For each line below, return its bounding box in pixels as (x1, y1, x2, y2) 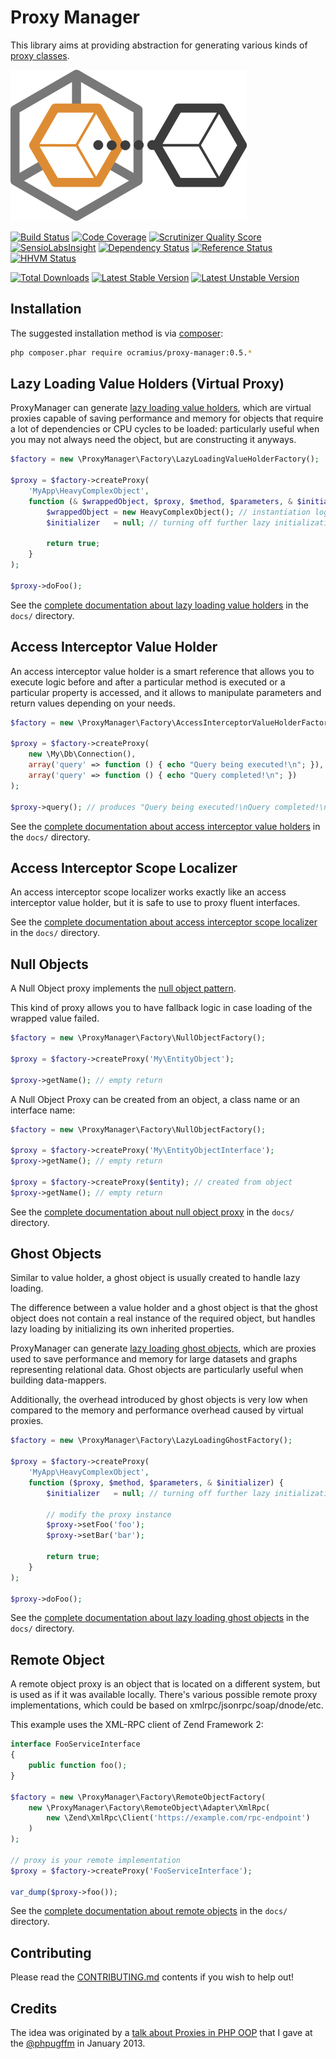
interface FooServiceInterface (10, 1739, 141, 1750)
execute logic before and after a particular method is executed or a (10, 676, 286, 688)
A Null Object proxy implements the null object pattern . (10, 982, 237, 995)
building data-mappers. (10, 1374, 107, 1386)
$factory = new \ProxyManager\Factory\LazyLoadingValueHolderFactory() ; (10, 454, 320, 465)
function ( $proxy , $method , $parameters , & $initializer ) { (28, 1477, 284, 1488)
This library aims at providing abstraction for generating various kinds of (10, 39, 308, 51)
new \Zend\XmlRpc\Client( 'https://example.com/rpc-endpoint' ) (46, 1813, 311, 1823)
